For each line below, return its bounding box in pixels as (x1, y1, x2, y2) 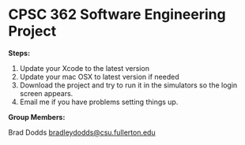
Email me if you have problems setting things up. (19, 97, 179, 106)
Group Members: (8, 112, 66, 121)
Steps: (8, 48, 30, 58)
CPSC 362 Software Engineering (8, 6, 227, 24)
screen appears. (19, 88, 73, 98)
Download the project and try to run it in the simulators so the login (19, 80, 238, 90)
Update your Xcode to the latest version (19, 63, 150, 72)
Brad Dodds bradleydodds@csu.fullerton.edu (8, 128, 156, 137)
